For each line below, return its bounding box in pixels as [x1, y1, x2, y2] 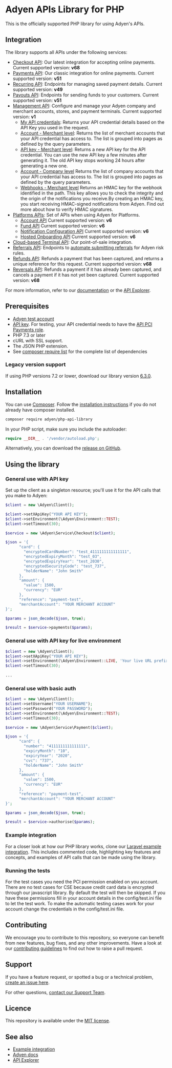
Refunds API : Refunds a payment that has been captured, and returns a [12, 255, 164, 261]
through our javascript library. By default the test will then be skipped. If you [5, 889, 165, 896]
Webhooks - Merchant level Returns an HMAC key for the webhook [20, 184, 162, 190]
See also [5, 1033, 33, 1041]
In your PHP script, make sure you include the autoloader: [5, 426, 127, 432]
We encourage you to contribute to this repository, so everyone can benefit [5, 934, 164, 940]
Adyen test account [12, 316, 54, 322]
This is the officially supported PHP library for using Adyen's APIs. [5, 21, 145, 27]
